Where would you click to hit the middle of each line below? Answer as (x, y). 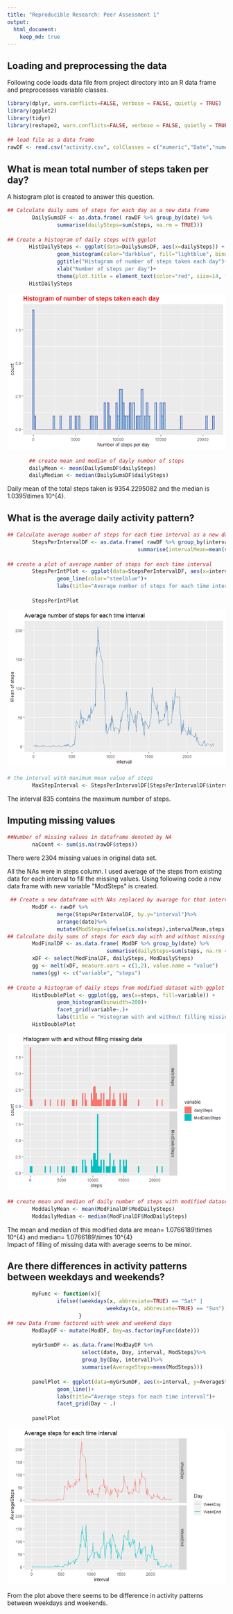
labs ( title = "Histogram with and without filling (131, 1017)
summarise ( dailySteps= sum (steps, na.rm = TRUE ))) (130, 225)
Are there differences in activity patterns (97, 1266)
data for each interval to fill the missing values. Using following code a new (114, 879)
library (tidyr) (29, 118)
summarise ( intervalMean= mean (180, 549)
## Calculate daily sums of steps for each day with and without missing (116, 936)
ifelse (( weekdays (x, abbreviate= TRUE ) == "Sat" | (130, 1301)
